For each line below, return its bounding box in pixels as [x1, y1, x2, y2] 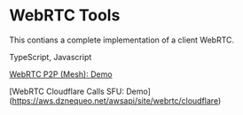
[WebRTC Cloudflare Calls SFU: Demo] [9, 86, 151, 96]
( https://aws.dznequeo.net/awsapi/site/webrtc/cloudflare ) [9, 95, 222, 106]
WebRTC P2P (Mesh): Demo [9, 68, 113, 80]
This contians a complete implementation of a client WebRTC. [9, 34, 235, 45]
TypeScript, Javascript [9, 51, 92, 62]
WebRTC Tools [9, 5, 121, 26]
